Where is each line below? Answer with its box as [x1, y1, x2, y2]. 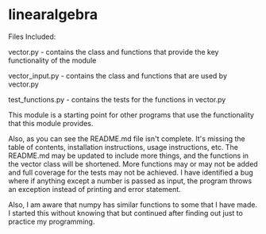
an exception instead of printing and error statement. [8, 184, 181, 194]
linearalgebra [8, 6, 98, 24]
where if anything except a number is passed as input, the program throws [8, 176, 253, 186]
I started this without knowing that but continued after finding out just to [8, 208, 244, 217]
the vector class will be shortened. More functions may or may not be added [8, 159, 258, 168]
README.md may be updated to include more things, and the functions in [8, 151, 249, 160]
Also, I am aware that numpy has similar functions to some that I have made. [8, 200, 258, 209]
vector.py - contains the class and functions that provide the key [8, 47, 219, 56]
